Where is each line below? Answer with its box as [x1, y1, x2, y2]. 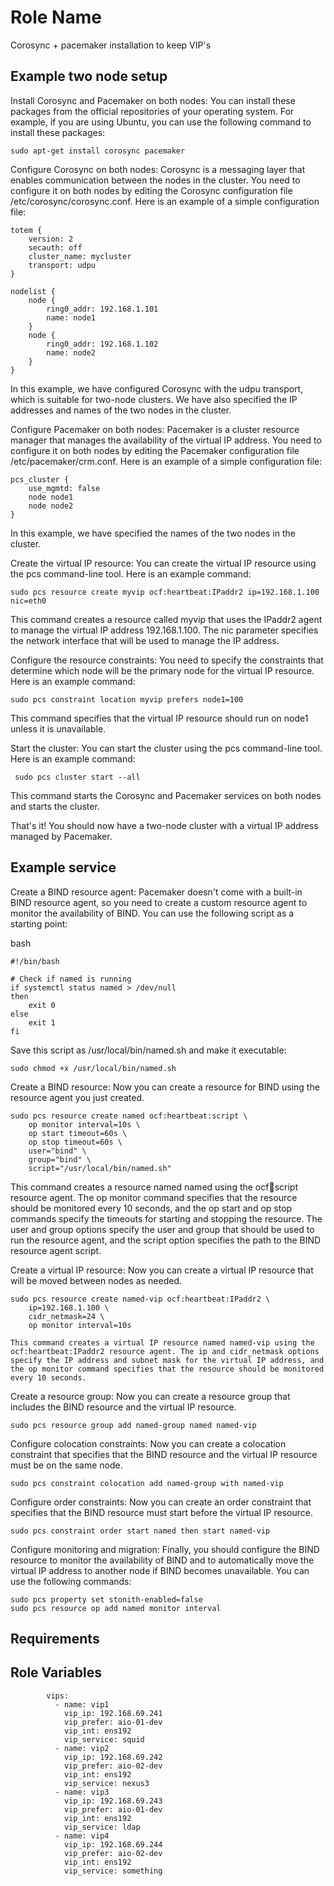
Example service [10, 859, 117, 876]
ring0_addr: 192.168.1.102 [46, 339, 159, 349]
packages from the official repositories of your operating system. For [10, 105, 295, 117]
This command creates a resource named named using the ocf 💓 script [10, 1181, 298, 1193]
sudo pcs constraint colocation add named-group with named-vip [10, 1478, 284, 1488]
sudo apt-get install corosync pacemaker [10, 146, 186, 156]
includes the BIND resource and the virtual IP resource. [10, 1401, 237, 1413]
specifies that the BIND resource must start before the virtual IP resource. [10, 1506, 313, 1518]
